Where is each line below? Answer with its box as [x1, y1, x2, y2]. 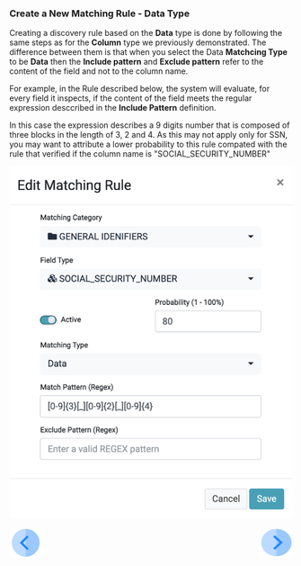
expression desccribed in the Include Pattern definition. [9, 103, 217, 113]
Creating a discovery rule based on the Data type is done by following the [9, 28, 283, 39]
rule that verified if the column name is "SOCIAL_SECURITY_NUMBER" [9, 148, 271, 159]
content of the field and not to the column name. [9, 66, 189, 76]
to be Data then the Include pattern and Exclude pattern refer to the [9, 57, 264, 67]
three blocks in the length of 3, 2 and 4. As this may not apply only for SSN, [9, 130, 288, 140]
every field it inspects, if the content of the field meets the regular [9, 93, 252, 103]
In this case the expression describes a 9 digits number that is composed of [9, 120, 290, 130]
